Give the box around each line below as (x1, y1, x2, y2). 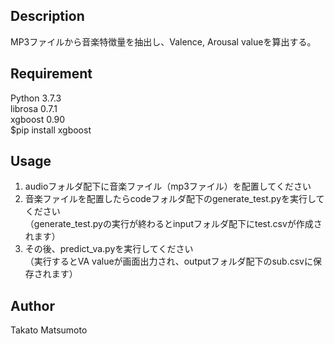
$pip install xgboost (10, 124, 92, 136)
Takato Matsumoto (10, 324, 88, 336)
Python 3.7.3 (10, 92, 62, 104)
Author (10, 297, 55, 314)
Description (10, 8, 85, 25)
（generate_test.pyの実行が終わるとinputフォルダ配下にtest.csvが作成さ (24, 218, 323, 230)
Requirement (10, 65, 93, 83)
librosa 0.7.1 (10, 102, 58, 114)
